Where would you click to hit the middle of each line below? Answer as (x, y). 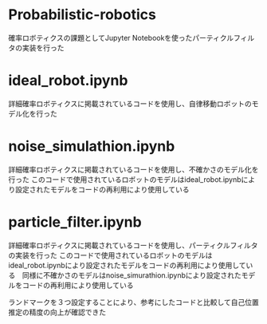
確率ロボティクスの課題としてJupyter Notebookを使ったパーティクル (121, 38)
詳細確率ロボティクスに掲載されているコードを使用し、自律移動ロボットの (130, 103)
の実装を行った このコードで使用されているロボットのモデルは (110, 255)
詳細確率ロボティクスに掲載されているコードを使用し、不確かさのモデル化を (133, 169)
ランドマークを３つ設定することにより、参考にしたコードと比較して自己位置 (133, 302)
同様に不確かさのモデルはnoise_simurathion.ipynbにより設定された (132, 275)
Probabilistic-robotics (82, 15)
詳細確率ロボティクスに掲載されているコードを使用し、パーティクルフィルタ (133, 245)
